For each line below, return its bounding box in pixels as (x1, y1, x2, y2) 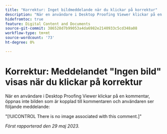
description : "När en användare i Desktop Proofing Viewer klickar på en (5, 12, 162, 17)
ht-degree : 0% (5, 40, 35, 45)
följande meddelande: (5, 103, 50, 109)
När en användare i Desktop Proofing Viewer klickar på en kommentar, (5, 93, 150, 99)
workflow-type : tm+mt (5, 30, 50, 35)
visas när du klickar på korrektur (5, 76, 142, 87)
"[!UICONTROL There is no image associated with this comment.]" (5, 113, 142, 119)
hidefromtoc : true (5, 16, 43, 21)
